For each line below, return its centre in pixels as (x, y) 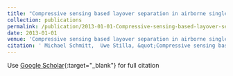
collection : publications (44, 20)
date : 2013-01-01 (32, 33)
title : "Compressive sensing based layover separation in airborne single (118, 13)
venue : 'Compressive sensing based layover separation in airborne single (118, 39)
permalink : (23, 26)
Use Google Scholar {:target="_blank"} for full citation (83, 65)
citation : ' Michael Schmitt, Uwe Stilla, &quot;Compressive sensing (111, 46)
